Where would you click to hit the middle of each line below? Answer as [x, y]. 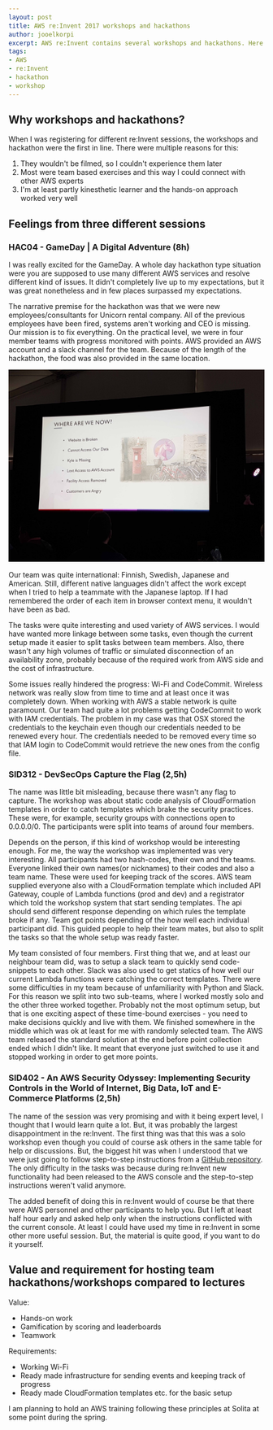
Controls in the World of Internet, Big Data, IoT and [110, 1088]
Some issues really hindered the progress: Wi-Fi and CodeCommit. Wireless [136, 684]
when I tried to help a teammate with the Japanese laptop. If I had [118, 592]
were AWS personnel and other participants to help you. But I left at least [130, 1210]
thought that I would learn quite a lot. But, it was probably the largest [123, 1125]
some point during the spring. [58, 1417]
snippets [23, 970]
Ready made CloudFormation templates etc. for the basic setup [126, 1393]
